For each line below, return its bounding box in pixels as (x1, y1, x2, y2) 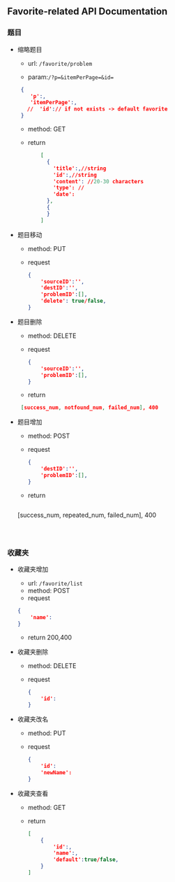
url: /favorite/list (27, 579, 83, 588)
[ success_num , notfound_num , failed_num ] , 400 (20, 404, 159, 411)
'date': (52, 191, 75, 198)
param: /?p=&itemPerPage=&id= (27, 73, 114, 81)
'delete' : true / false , (40, 297, 107, 305)
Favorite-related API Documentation (7, 6, 168, 17)
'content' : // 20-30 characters (52, 178, 144, 185)
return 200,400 (27, 633, 72, 641)
